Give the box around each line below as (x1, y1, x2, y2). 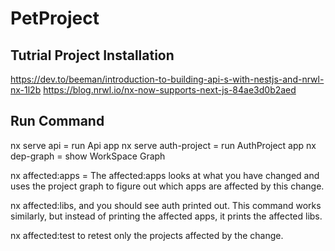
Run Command (10, 113, 105, 130)
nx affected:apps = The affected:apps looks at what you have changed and (10, 169, 320, 181)
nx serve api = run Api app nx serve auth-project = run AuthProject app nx (10, 139, 317, 151)
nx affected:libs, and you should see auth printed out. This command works (10, 199, 322, 211)
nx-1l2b (10, 84, 42, 96)
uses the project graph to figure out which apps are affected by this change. (10, 180, 325, 192)
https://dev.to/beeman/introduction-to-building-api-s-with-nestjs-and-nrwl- (10, 73, 325, 85)
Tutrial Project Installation (10, 47, 175, 64)
